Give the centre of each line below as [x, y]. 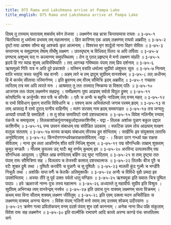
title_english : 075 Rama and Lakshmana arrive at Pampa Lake [72, 15]
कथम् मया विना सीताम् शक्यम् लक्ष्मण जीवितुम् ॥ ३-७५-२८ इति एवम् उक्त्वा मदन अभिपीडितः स [80, 195]
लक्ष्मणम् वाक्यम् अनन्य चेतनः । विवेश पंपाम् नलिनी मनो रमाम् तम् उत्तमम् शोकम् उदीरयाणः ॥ [77, 200]
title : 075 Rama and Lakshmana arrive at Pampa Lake [63, 10]
